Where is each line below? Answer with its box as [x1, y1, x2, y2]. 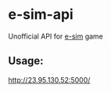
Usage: [8, 54, 45, 68]
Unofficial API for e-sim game [8, 31, 104, 41]
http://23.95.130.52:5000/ [8, 75, 91, 84]
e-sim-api [8, 6, 74, 24]
